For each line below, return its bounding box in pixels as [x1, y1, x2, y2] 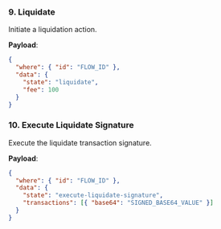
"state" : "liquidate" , [23, 78, 99, 86]
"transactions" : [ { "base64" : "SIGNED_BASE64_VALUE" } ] [23, 199, 215, 207]
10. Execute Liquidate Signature [8, 120, 134, 131]
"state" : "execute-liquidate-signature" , [23, 191, 163, 199]
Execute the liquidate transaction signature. [8, 137, 153, 147]
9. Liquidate [8, 6, 55, 18]
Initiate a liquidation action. [8, 25, 98, 35]
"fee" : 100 [23, 85, 59, 94]
